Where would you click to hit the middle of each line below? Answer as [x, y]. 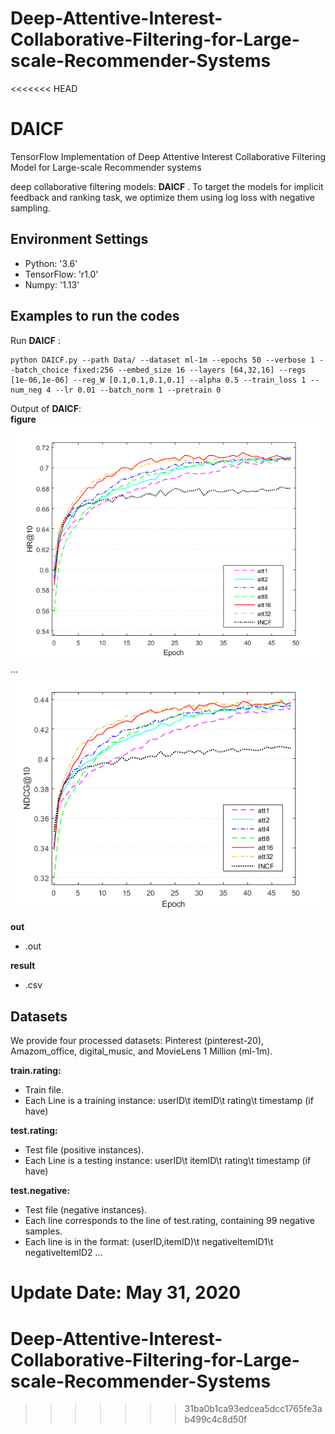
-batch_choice [40, 370]
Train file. [44, 1090]
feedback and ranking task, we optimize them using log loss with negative [162, 197]
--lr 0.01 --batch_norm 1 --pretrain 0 [138, 390]
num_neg [26, 390]
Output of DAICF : [46, 408]
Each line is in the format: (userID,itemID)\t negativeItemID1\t [149, 1242]
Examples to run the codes [95, 316]
